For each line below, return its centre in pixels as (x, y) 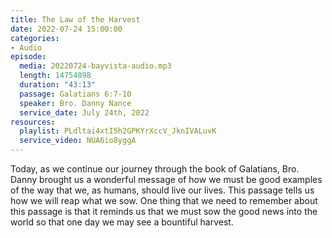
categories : (35, 38)
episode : (28, 57)
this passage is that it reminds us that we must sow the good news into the (164, 211)
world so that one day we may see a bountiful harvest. (122, 222)
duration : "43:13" (58, 85)
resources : (33, 122)
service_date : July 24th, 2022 (84, 112)
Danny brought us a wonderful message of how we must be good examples (166, 179)
